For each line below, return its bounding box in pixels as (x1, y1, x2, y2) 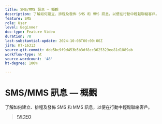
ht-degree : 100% (5, 61, 38, 66)
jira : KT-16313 (5, 43, 36, 48)
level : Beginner (5, 25, 38, 30)
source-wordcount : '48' (5, 56, 53, 61)
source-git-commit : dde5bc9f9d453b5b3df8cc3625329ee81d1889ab (5, 47, 133, 52)
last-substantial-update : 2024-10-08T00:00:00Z (5, 39, 103, 43)
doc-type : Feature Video (5, 29, 55, 34)
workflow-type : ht (5, 52, 42, 57)
